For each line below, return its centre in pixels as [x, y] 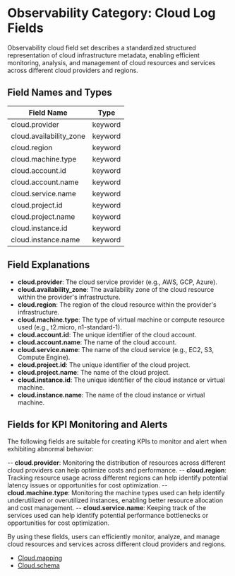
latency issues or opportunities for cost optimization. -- [88, 485]
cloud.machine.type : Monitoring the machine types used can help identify [116, 493]
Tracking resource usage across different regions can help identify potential [117, 478]
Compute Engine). [44, 357]
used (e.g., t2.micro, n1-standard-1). [70, 327]
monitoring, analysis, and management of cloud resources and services [112, 62]
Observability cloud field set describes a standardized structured [102, 47]
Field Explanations [49, 265]
